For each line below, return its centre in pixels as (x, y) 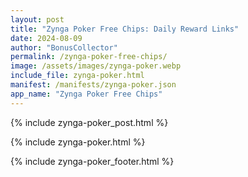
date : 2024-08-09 (46, 38)
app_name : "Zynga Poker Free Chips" (86, 94)
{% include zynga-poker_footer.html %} (92, 161)
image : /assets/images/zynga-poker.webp (96, 66)
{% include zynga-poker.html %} (78, 142)
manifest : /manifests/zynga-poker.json (93, 85)
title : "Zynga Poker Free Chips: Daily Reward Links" (125, 29)
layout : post (37, 19)
